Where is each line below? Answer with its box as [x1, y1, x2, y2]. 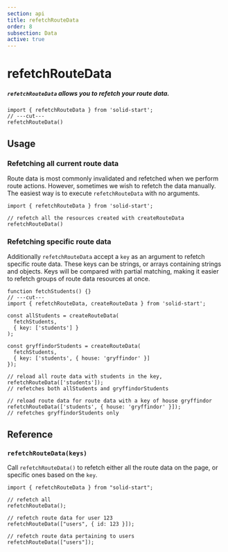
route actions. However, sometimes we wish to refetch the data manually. [7, 181, 216, 190]
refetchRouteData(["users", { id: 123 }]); [7, 520, 135, 528]
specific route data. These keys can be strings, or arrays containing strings [7, 260, 222, 268]
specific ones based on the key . [7, 470, 98, 479]
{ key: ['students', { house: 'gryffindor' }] [13, 355, 150, 362]
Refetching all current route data [7, 158, 119, 168]
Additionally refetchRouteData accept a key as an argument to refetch [7, 253, 206, 261]
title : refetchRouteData [7, 17, 79, 24]
